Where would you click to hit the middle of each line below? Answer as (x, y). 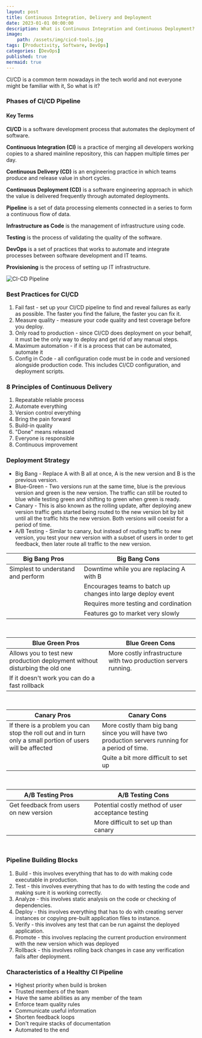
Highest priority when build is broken (61, 985)
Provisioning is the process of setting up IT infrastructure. (78, 267)
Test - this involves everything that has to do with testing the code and (102, 886)
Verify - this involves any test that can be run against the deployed (97, 924)
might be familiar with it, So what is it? (53, 85)
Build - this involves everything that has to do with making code (93, 873)
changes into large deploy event (129, 593)
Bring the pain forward (43, 419)
